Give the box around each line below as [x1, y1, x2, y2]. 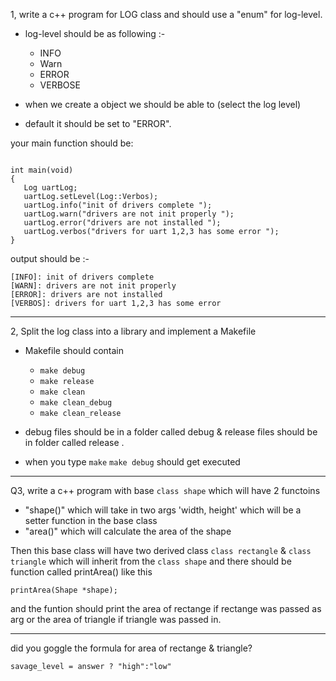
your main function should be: [10, 137, 134, 149]
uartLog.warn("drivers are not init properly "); [23, 209, 235, 219]
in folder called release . [24, 437, 125, 448]
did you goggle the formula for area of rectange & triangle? [10, 642, 253, 654]
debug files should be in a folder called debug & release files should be [24, 426, 318, 438]
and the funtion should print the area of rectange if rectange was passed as [10, 603, 322, 614]
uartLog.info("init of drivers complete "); [23, 200, 213, 210]
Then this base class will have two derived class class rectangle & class [10, 545, 312, 556]
